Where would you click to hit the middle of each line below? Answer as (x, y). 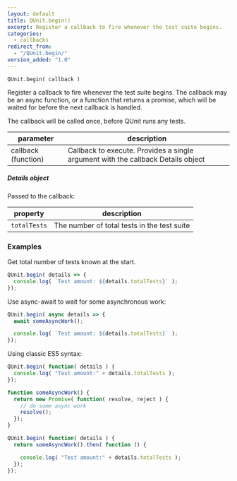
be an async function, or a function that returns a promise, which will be (112, 100)
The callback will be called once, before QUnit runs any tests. (96, 121)
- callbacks (31, 40)
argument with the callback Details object (136, 159)
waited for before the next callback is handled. (75, 107)
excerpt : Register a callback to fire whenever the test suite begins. (115, 27)
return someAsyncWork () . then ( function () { (80, 445)
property (29, 213)
